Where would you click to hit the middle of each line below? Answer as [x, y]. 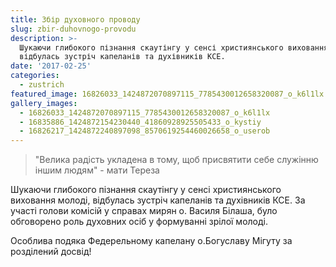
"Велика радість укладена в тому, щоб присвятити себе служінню [176, 160]
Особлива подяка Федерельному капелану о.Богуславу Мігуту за [151, 241]
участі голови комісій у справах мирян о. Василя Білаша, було [144, 211]
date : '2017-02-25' [51, 66]
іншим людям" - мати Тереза [97, 170]
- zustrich [42, 85]
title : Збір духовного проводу [75, 19]
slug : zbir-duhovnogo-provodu [73, 29]
